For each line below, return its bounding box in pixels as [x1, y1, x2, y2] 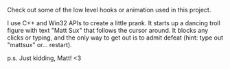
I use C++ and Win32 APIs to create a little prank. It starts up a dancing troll [7, 19, 221, 27]
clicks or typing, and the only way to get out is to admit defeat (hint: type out [7, 33, 224, 42]
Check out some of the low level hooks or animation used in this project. [7, 6, 211, 14]
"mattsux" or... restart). [7, 41, 72, 49]
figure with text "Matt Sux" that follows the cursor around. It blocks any [7, 27, 209, 34]
